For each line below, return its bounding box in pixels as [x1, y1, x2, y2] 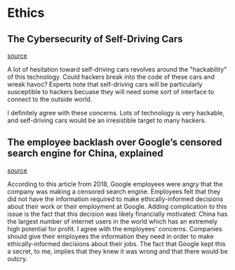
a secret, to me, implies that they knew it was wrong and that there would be [7, 247, 228, 255]
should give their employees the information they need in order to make [7, 232, 214, 240]
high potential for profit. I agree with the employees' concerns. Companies [7, 224, 222, 233]
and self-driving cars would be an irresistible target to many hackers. [7, 116, 207, 124]
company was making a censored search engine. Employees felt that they [7, 187, 221, 195]
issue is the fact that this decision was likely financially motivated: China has [7, 210, 228, 218]
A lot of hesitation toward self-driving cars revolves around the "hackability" [7, 65, 227, 73]
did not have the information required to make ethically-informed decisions [7, 195, 224, 203]
